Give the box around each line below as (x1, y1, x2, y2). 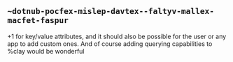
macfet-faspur (7, 15, 69, 26)
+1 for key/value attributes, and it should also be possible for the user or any (7, 32, 227, 40)
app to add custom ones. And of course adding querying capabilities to (7, 39, 213, 48)
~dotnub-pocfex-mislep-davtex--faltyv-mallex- (7, 6, 215, 17)
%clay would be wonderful (7, 47, 85, 55)
